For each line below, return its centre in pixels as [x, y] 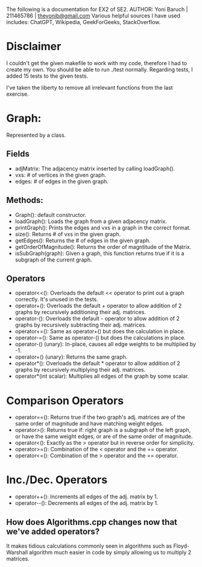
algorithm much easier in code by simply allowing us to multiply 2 [110, 552]
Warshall [17, 552]
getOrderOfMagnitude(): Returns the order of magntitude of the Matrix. [103, 246]
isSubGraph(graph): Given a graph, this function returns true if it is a [99, 253]
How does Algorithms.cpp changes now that [92, 522]
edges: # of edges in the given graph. [62, 181]
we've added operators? [53, 531]
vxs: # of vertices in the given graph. [61, 175]
